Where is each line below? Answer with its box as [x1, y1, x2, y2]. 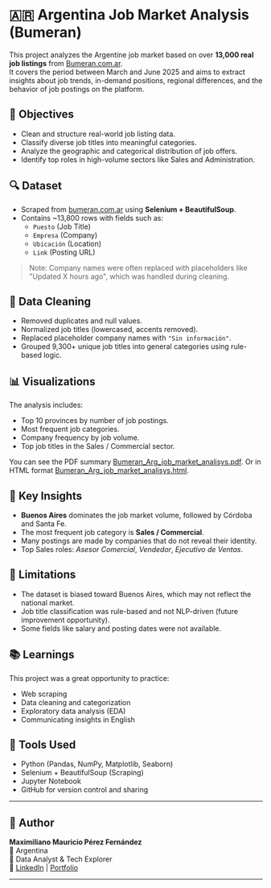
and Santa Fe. [20, 519, 67, 529]
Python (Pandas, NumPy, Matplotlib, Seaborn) [20, 759, 174, 769]
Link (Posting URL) [32, 247, 96, 257]
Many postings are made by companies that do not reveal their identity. [20, 536, 257, 546]
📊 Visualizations [9, 375, 96, 388]
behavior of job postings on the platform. [9, 84, 145, 93]
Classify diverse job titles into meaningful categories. [20, 137, 197, 147]
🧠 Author [9, 815, 55, 829]
